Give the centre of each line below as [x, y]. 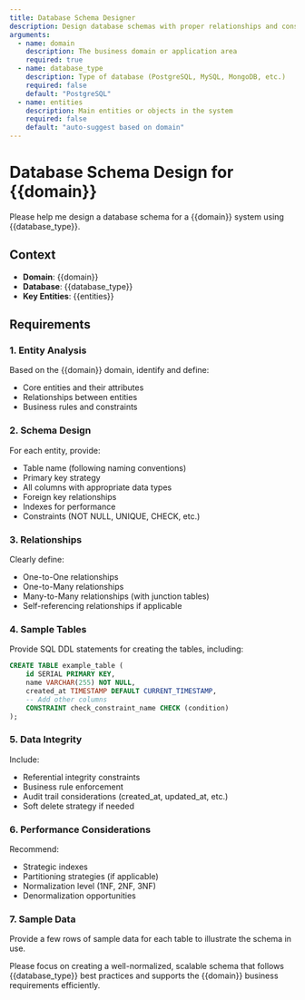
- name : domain [46, 43]
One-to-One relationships [70, 577]
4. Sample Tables [48, 629]
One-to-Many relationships [73, 587]
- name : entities [50, 102]
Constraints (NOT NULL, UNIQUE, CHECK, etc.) [111, 516]
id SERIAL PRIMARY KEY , [71, 674]
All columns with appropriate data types [97, 487]
